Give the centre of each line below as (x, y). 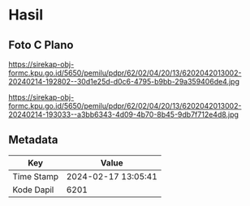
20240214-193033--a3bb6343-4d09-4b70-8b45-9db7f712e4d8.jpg (124, 114)
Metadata (33, 140)
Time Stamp (36, 176)
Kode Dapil (33, 190)
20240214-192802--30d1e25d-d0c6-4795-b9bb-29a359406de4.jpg (124, 82)
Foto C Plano (41, 45)
